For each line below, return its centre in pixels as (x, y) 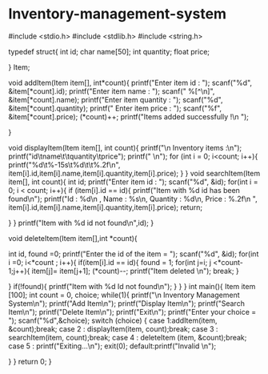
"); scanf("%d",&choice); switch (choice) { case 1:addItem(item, (113, 320)
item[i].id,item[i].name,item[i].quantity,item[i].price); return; (105, 207)
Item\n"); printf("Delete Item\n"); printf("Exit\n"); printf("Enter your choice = (132, 312)
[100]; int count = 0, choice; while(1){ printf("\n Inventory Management (124, 295)
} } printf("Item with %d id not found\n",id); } (81, 223)
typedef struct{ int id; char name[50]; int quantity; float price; (109, 51)
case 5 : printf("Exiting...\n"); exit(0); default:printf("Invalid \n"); (112, 346)
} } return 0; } (30, 361)
